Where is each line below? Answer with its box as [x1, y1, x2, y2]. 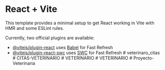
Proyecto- [133, 55, 154, 61]
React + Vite [5, 3, 58, 15]
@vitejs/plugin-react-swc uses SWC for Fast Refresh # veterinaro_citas [12, 50, 160, 56]
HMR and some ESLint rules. [5, 25, 64, 31]
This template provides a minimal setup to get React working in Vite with [5, 20, 154, 26]
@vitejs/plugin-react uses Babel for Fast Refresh [12, 44, 113, 50]
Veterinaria [12, 60, 36, 66]
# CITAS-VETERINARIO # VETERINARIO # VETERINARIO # [12, 55, 133, 61]
